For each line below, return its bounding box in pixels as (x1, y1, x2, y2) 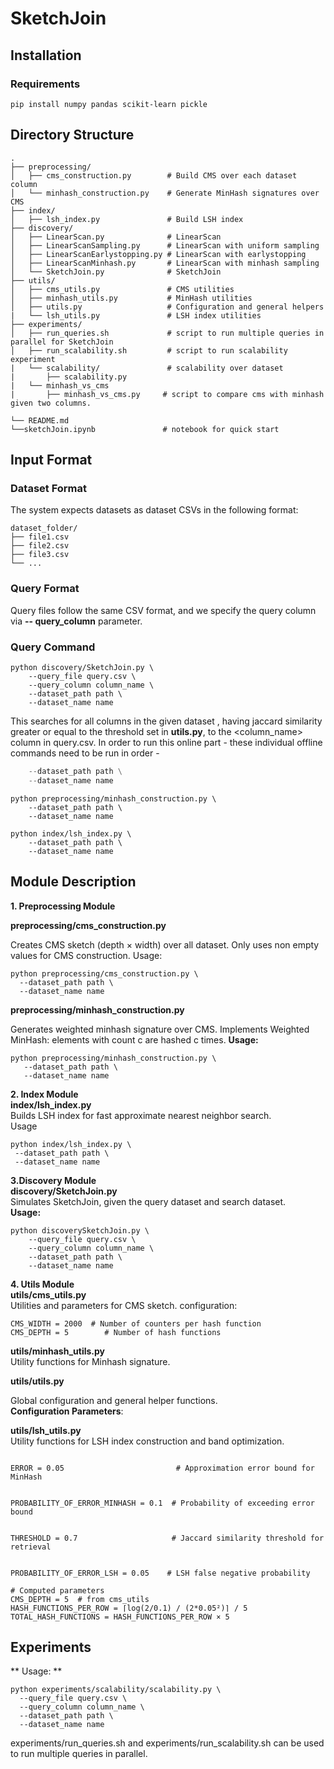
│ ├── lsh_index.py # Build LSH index (10, 214, 244, 224)
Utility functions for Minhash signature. (10, 1355, 171, 1367)
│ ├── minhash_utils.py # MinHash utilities (10, 293, 253, 303)
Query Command (10, 640, 96, 654)
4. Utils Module (10, 1278, 75, 1290)
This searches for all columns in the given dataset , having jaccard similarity (10, 715, 323, 727)
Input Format (10, 452, 93, 469)
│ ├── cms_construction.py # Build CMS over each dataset (10, 170, 298, 181)
